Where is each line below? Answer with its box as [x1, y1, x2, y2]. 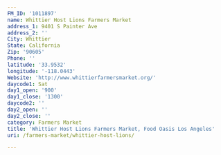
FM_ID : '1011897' [7, 10, 58, 17]
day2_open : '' [7, 106, 48, 113]
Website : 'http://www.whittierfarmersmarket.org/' [7, 74, 157, 81]
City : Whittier [7, 36, 51, 43]
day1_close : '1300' [7, 94, 64, 101]
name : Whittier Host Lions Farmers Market [7, 17, 132, 23]
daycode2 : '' [7, 100, 45, 107]
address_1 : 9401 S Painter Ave [7, 23, 98, 30]
